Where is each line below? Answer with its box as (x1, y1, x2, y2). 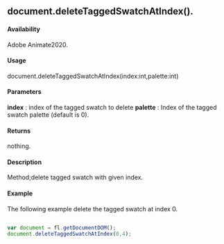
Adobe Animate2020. (7, 40, 68, 49)
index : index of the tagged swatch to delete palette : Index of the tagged (7, 104, 217, 111)
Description (7, 158, 42, 166)
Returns (7, 127, 31, 135)
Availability (7, 24, 40, 33)
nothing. (7, 142, 31, 150)
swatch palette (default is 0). (7, 111, 89, 119)
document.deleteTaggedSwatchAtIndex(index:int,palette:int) (7, 72, 179, 80)
